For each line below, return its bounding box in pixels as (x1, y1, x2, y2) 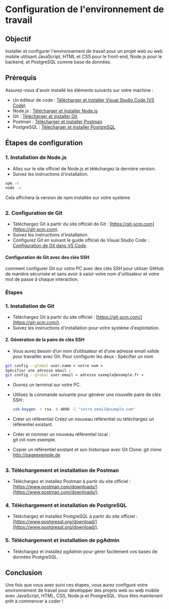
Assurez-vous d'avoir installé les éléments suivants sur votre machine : (5, 87, 153, 93)
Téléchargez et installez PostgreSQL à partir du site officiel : (12, 513, 138, 520)
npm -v (5, 180, 19, 186)
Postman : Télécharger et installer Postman (12, 118, 103, 125)
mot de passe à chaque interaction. (5, 276, 79, 283)
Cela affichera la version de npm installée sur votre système (5, 195, 131, 201)
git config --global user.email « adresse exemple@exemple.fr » (5, 373, 144, 378)
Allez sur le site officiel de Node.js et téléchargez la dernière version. (12, 165, 156, 171)
